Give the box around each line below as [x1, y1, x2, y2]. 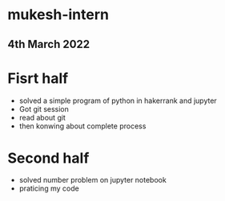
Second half [7, 149, 90, 167]
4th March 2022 [7, 37, 90, 51]
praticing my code [18, 183, 79, 193]
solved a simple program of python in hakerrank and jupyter [18, 96, 217, 105]
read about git [18, 112, 66, 122]
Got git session [18, 104, 70, 113]
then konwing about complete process [18, 121, 147, 131]
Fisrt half [7, 69, 69, 87]
